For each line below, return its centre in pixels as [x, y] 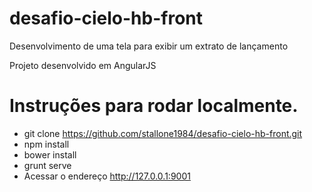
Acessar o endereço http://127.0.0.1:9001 [107, 176]
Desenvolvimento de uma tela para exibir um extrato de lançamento [149, 46]
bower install [50, 154]
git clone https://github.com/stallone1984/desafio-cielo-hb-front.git [163, 133]
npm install [46, 144]
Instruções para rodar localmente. [154, 106]
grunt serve [47, 165]
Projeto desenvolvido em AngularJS [83, 65]
